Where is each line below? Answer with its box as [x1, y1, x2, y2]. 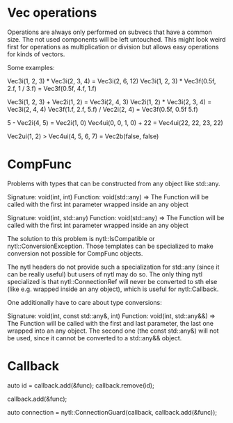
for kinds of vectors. [7, 50, 65, 58]
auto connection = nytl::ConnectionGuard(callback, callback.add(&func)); [7, 408, 218, 416]
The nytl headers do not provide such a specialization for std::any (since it [7, 263, 220, 271]
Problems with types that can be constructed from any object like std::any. [7, 179, 220, 188]
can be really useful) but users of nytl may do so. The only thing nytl [7, 269, 203, 279]
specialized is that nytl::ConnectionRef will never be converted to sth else [7, 277, 218, 285]
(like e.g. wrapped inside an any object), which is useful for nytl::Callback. [7, 285, 219, 293]
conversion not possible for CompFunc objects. [7, 249, 143, 258]
